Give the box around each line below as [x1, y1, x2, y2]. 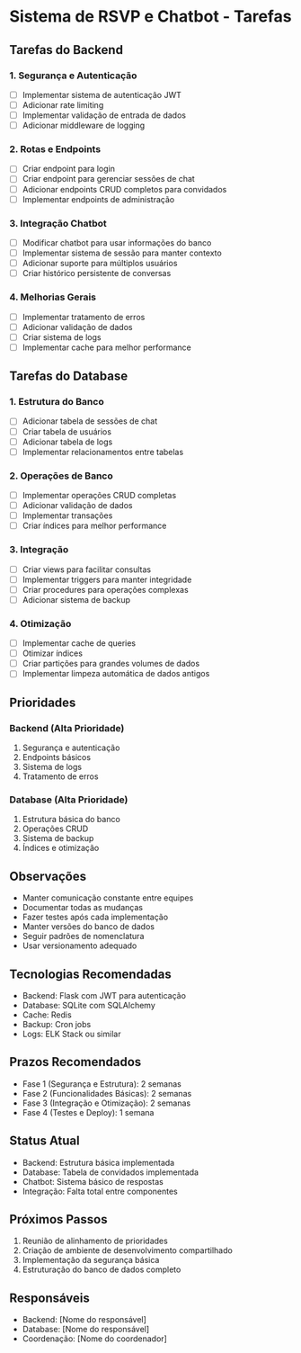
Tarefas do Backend [9, 42, 124, 58]
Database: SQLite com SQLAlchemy [22, 999, 155, 1010]
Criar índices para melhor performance [22, 520, 167, 532]
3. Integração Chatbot [9, 217, 108, 229]
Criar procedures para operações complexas [22, 584, 189, 595]
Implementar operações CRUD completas [22, 490, 177, 500]
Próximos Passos [9, 1212, 108, 1227]
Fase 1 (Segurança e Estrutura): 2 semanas [22, 1078, 181, 1089]
